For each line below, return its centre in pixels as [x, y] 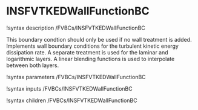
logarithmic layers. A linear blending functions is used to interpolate [91, 59]
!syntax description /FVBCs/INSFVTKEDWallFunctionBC [76, 28]
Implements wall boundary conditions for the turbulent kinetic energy [92, 46]
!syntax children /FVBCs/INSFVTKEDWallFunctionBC [72, 100]
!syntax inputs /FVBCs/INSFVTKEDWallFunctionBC [69, 88]
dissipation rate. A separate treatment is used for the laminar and [87, 52]
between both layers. [33, 65]
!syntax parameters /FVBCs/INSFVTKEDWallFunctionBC [76, 77]
